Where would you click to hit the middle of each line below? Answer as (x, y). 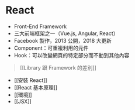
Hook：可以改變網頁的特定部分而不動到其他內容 (72, 55)
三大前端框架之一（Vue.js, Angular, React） (66, 33)
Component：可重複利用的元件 (51, 48)
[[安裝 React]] (30, 80)
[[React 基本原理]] (36, 87)
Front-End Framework (40, 26)
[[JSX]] (22, 101)
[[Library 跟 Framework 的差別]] (58, 67)
